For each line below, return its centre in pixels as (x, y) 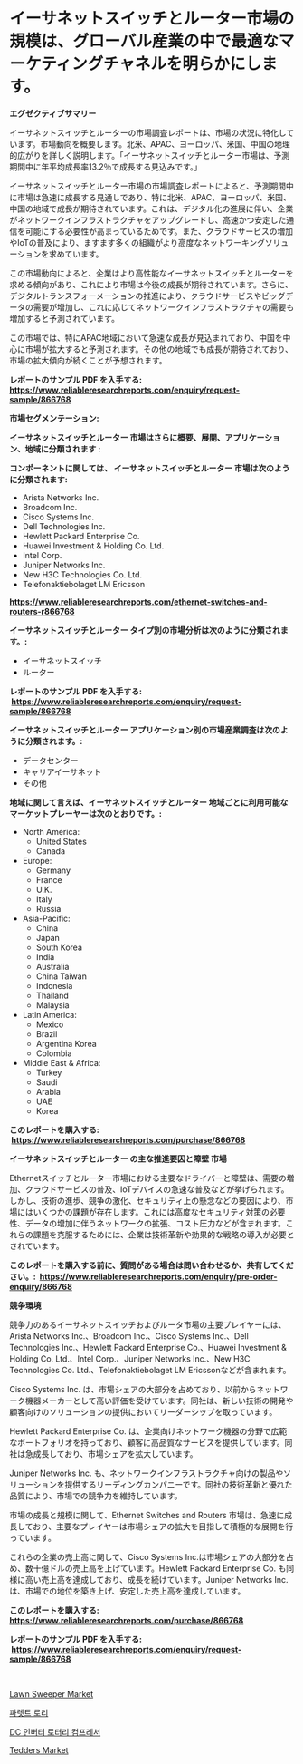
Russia (48, 908)
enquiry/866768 (41, 1286)
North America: (51, 831)
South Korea (59, 947)
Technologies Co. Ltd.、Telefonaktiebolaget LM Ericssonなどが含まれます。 (150, 1370)
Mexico (50, 1024)
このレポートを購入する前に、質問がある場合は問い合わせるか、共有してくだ (151, 1265)
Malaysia (52, 1005)
